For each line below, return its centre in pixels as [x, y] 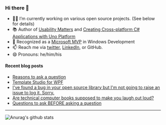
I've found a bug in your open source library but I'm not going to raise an [86, 87]
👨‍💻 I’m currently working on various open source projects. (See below [83, 19]
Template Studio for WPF [38, 82]
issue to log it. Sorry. [33, 92]
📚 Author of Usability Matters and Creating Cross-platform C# [76, 30]
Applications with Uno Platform [44, 37]
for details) [23, 24]
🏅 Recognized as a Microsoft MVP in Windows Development [73, 42]
